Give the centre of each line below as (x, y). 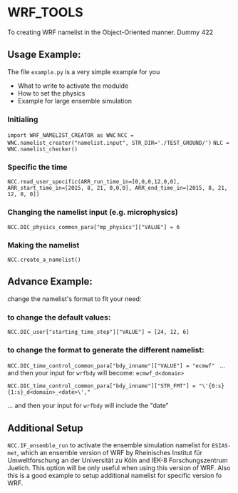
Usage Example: (44, 55)
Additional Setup (45, 428)
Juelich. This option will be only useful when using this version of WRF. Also (119, 468)
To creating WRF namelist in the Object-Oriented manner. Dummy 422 (110, 32)
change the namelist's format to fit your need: (74, 299)
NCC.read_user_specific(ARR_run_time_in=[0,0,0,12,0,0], (94, 182)
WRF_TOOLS (45, 12)
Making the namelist (43, 245)
